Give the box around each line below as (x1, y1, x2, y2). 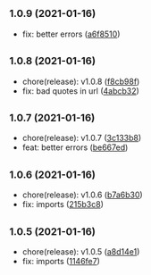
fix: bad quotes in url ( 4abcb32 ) (21, 85, 140, 96)
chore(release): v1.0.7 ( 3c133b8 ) (21, 133, 142, 144)
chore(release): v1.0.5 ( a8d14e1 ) (21, 246, 140, 257)
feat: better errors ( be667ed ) (21, 142, 129, 153)
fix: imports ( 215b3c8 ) (21, 199, 105, 210)
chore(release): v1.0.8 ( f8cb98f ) (21, 76, 140, 87)
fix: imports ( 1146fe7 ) (21, 256, 101, 267)
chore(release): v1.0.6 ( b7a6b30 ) (21, 189, 143, 200)
